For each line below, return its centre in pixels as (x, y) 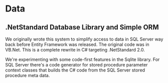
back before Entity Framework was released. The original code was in (77, 44)
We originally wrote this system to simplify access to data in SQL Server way (84, 39)
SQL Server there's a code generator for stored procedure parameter (76, 65)
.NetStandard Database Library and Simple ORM (82, 27)
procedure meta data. (28, 75)
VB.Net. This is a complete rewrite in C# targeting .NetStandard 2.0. (75, 50)
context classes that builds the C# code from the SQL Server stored (75, 70)
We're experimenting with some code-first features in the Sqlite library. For (82, 59)
